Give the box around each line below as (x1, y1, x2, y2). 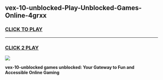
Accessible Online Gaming (5, 69, 60, 75)
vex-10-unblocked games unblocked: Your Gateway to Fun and (5, 64, 135, 70)
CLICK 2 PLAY (5, 44, 39, 51)
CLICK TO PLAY (5, 26, 43, 33)
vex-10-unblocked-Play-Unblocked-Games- (5, 4, 142, 12)
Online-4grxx (5, 12, 47, 20)
